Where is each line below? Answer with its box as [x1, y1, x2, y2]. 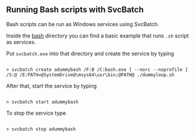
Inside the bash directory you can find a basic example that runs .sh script [6, 32, 189, 39]
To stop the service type [6, 109, 66, 117]
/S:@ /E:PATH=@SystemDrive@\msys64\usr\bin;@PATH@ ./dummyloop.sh [6, 71, 175, 78]
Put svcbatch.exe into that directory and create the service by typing [6, 50, 174, 57]
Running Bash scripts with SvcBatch [6, 5, 144, 15]
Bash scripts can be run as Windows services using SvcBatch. [6, 20, 159, 27]
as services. [6, 38, 36, 45]
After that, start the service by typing [6, 82, 97, 89]
